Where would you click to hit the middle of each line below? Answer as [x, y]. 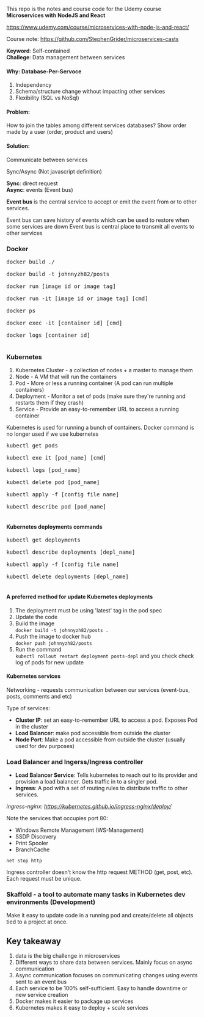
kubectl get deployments [43, 540]
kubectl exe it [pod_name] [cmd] [56, 458]
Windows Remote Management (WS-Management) [79, 830]
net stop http [24, 861]
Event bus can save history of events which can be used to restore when [98, 220]
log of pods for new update [49, 662]
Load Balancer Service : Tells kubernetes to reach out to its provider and [106, 775]
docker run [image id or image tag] [61, 286]
